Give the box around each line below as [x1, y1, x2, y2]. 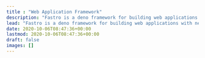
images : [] [6, 43, 34, 49]
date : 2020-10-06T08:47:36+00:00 [6, 25, 92, 32]
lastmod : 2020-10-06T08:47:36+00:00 [6, 31, 99, 37]
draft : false [6, 37, 40, 43]
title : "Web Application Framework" [6, 8, 103, 15]
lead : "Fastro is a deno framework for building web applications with [6, 20, 192, 26]
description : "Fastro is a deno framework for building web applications [6, 14, 198, 21]
